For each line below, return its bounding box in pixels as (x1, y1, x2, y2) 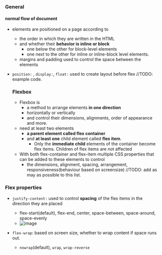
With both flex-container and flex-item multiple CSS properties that (19, 151, 155, 157)
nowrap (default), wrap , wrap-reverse (19, 244, 90, 250)
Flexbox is (19, 99, 40, 105)
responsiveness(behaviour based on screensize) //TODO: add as (26, 167, 157, 173)
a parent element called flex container (26, 131, 106, 137)
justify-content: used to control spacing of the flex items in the (12, 195, 143, 201)
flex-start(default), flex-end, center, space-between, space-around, (19, 210, 156, 216)
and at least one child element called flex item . (26, 136, 122, 142)
